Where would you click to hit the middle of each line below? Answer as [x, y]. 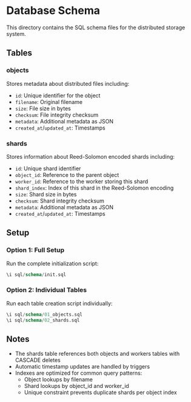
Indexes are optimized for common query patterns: [79, 373]
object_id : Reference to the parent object [67, 175]
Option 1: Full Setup [35, 250]
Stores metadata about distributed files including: [68, 83]
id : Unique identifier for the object [58, 95]
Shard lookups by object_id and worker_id [76, 386]
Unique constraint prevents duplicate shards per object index [100, 392]
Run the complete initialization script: [52, 263]
